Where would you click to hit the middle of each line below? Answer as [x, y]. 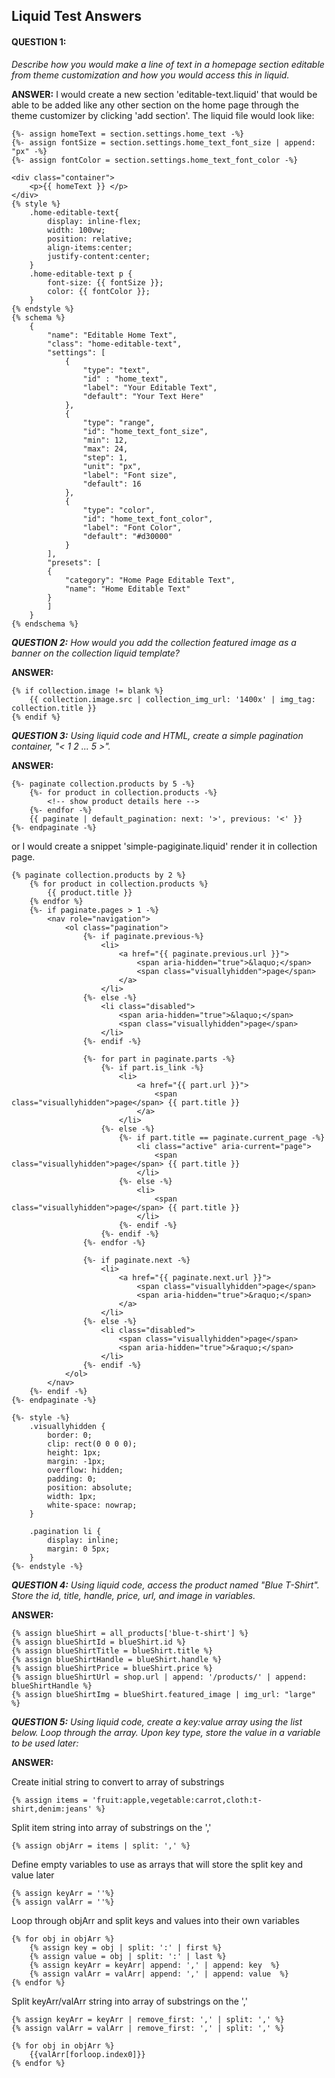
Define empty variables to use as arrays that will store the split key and [157, 1864]
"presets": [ [74, 562]
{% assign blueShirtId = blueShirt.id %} [99, 1642]
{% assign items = [49, 1800]
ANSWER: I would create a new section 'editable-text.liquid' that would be [164, 94]
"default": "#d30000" [127, 536]
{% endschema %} [45, 624]
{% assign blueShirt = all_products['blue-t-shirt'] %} [130, 1633]
